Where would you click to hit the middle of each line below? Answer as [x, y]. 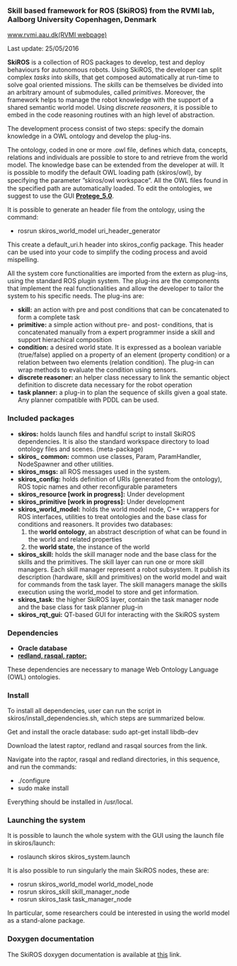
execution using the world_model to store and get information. [108, 592]
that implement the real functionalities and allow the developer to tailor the [116, 288]
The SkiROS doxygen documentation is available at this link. [94, 954]
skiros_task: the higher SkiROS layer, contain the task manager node [118, 599]
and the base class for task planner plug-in [80, 607]
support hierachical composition [65, 340]
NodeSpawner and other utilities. [65, 464]
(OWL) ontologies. [34, 677]
